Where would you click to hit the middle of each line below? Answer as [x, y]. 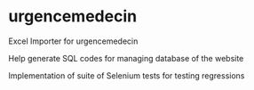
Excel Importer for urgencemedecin [73, 41]
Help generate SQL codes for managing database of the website [126, 58]
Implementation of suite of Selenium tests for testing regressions [127, 75]
